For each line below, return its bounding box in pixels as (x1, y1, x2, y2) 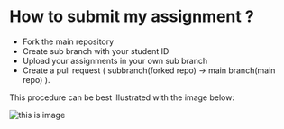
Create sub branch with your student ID (22, 45, 169, 56)
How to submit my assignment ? (9, 6, 254, 27)
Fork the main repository (22, 36, 115, 47)
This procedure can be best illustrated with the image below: (9, 92, 234, 103)
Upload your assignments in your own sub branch (22, 55, 208, 66)
